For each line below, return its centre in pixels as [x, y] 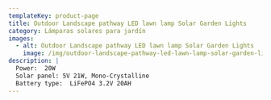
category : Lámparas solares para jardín [77, 31]
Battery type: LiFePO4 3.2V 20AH [73, 83]
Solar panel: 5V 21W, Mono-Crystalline [83, 76]
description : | [34, 61]
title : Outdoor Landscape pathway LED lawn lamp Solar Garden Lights [128, 23]
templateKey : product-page [54, 16]
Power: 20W [36, 69]
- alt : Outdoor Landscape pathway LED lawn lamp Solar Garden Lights [135, 46]
